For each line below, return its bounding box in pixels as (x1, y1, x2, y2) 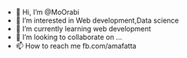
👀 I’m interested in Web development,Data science (15, 16, 179, 25)
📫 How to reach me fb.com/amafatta (15, 42, 137, 50)
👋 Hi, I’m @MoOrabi (15, 8, 80, 16)
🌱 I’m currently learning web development (15, 24, 152, 33)
